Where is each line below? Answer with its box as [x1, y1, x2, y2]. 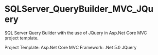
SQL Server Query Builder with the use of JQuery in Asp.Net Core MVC [4, 30, 147, 36]
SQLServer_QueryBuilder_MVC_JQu [4, 3, 154, 15]
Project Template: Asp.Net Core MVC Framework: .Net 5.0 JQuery [4, 44, 137, 50]
